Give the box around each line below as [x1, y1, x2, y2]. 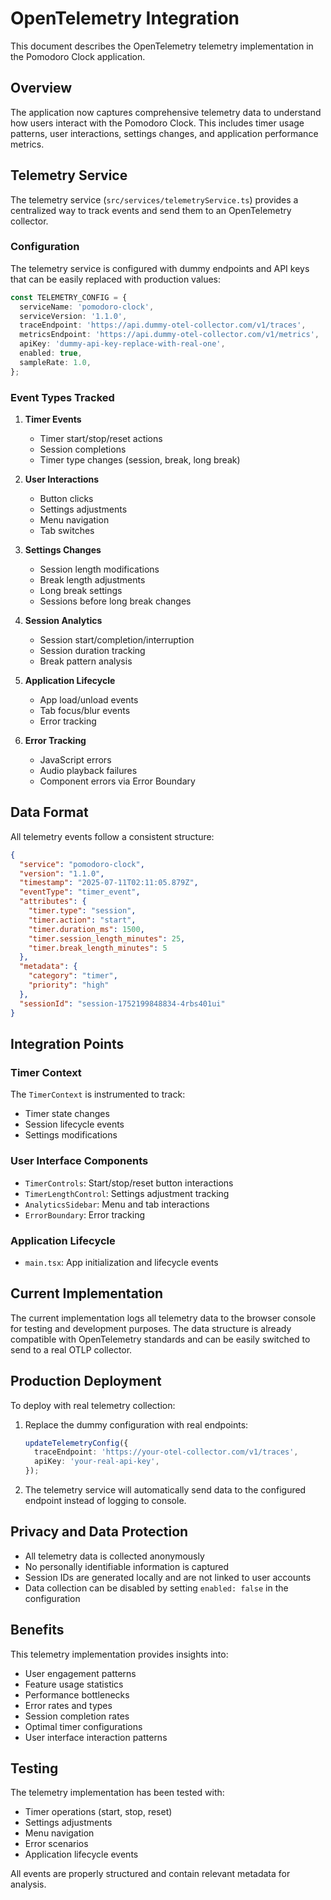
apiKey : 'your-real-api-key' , [34, 1457, 160, 1467]
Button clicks [39, 493, 94, 505]
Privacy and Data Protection [10, 1523, 189, 1541]
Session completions [39, 443, 127, 456]
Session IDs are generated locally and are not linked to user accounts [24, 1571, 312, 1583]
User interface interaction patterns [24, 1731, 168, 1743]
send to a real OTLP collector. [10, 1343, 133, 1356]
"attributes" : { [19, 897, 87, 907]
